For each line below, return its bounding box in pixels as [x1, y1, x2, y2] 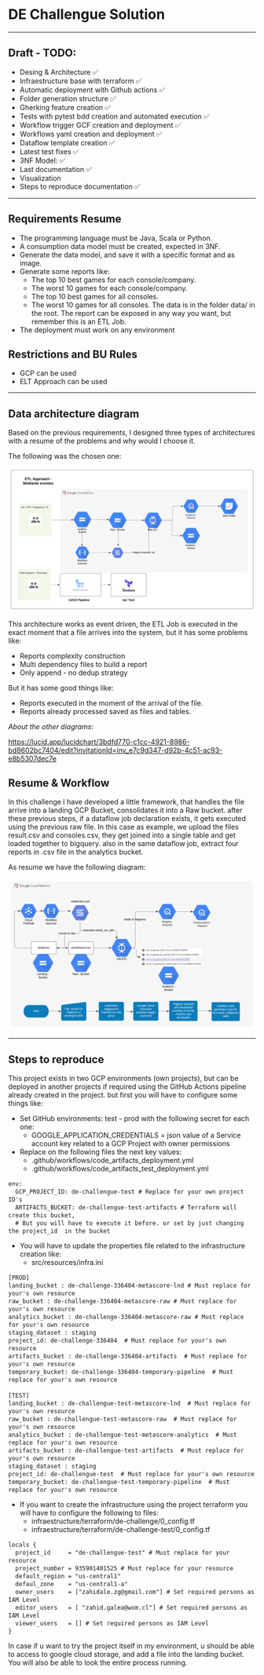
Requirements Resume [8, 212, 122, 225]
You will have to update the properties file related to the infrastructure [19, 1241, 246, 1251]
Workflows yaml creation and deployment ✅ [19, 129, 163, 138]
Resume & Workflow [8, 776, 110, 790]
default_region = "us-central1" [15, 1573, 122, 1581]
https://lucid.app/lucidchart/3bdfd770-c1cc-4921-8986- [8, 737, 190, 746]
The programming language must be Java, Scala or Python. [19, 233, 213, 243]
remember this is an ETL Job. [31, 317, 127, 326]
